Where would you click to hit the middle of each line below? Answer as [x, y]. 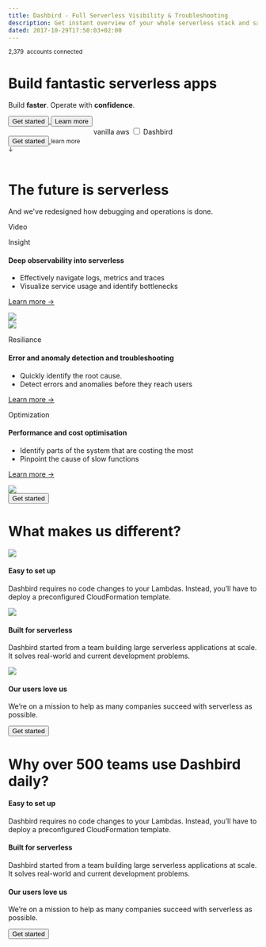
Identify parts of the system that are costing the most [106, 450]
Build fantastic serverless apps [113, 83]
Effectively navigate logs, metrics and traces [92, 278]
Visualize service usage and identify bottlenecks [99, 287]
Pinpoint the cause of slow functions [79, 458]
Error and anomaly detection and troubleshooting [91, 358]
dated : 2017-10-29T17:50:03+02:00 [65, 30]
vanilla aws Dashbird [133, 132]
